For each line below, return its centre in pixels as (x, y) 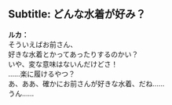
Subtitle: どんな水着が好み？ (77, 14)
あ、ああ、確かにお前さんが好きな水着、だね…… (86, 83)
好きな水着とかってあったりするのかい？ (73, 54)
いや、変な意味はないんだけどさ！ (63, 63)
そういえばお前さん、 (42, 44)
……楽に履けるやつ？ (42, 74)
